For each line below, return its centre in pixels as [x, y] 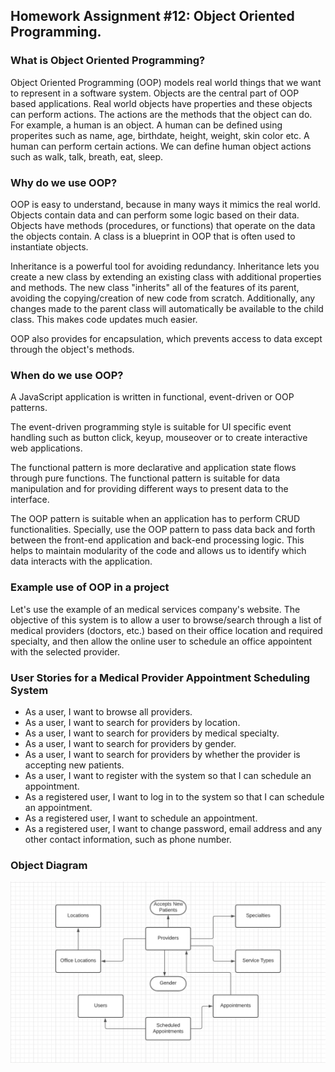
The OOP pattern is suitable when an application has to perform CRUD [155, 519]
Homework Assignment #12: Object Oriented [152, 16]
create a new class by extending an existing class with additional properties [166, 276]
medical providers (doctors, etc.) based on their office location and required [166, 630]
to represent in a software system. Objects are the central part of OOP [155, 93]
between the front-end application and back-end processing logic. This [157, 540]
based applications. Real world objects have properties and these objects [161, 103]
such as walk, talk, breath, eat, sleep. [87, 156]
